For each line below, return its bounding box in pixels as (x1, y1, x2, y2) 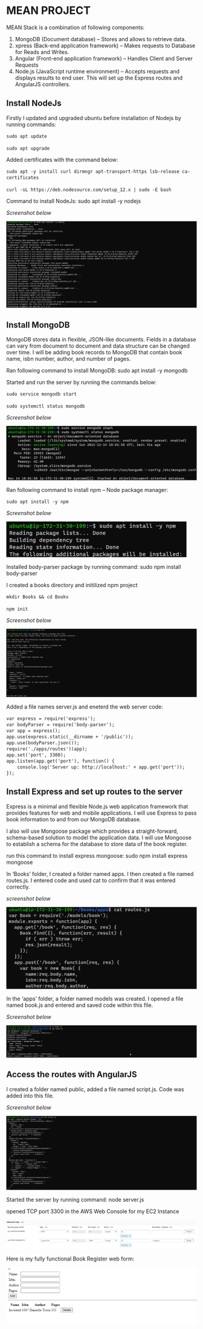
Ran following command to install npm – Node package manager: (6, 486, 169, 493)
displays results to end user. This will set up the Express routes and (14, 74, 183, 81)
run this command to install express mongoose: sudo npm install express (6, 852, 188, 859)
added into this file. (6, 1092, 54, 1099)
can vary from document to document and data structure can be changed (6, 342, 190, 349)
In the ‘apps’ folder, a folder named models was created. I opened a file (6, 995, 184, 1002)
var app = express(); (6, 728, 61, 734)
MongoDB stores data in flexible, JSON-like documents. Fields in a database (6, 336, 196, 343)
